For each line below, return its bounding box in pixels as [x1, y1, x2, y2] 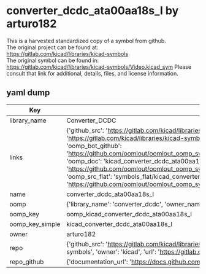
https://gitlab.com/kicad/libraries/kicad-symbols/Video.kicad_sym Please [6, 63, 192, 71]
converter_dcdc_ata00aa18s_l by [6, 4, 179, 18]
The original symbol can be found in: [6, 57, 99, 64]
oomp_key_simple [9, 219, 61, 228]
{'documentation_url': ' [66, 257, 132, 266]
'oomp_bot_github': [66, 141, 122, 150]
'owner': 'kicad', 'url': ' [96, 247, 160, 256]
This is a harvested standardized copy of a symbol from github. [6, 37, 167, 44]
